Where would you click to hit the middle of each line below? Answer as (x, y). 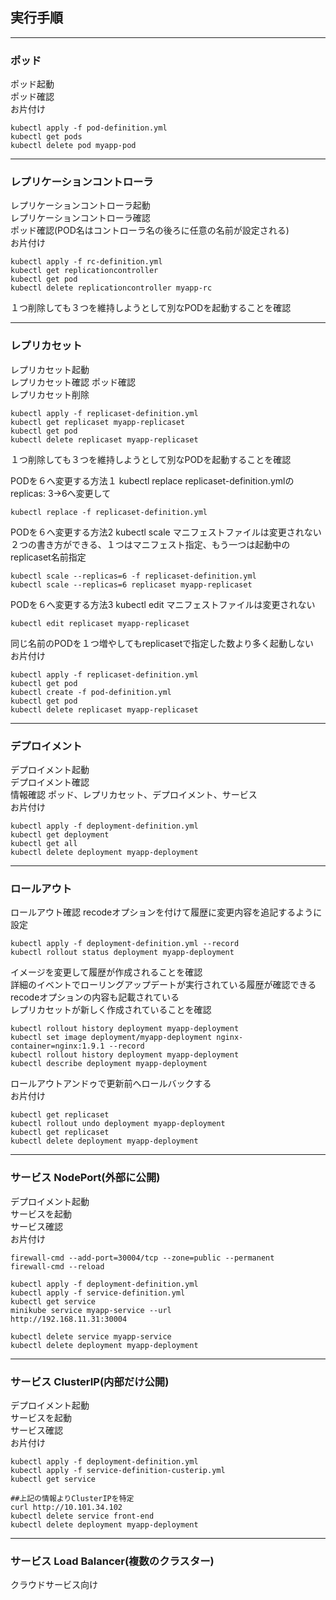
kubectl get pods (46, 137)
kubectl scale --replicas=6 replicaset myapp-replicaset (131, 584)
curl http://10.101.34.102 (66, 1507)
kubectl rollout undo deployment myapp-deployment (118, 1124)
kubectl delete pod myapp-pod (73, 146)
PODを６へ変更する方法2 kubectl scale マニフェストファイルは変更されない (166, 532)
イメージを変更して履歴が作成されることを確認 (106, 972)
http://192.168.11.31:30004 (69, 1319)
